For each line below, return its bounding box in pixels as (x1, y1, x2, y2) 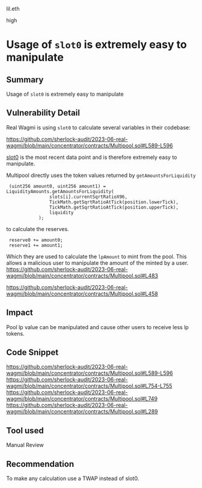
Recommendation (6, 459, 74, 469)
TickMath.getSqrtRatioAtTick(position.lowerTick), (49, 199, 179, 205)
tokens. (6, 330, 25, 337)
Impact (6, 307, 33, 318)
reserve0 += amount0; (8, 237, 63, 243)
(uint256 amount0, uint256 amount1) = (8, 183, 106, 189)
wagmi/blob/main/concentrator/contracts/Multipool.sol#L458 (6, 290, 158, 297)
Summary (6, 75, 44, 85)
